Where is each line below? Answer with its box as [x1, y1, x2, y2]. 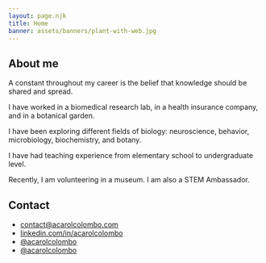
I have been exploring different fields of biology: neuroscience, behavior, [8, 127, 250, 136]
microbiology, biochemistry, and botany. [8, 135, 142, 145]
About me [8, 56, 59, 70]
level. [8, 159, 27, 169]
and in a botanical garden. [8, 111, 95, 121]
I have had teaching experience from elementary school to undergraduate [8, 151, 254, 161]
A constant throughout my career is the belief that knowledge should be [8, 78, 247, 88]
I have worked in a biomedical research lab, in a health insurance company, [8, 102, 259, 112]
